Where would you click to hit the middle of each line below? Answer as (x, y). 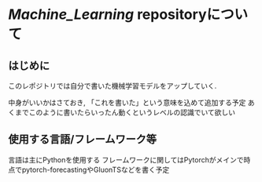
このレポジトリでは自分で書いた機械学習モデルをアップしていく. (113, 86)
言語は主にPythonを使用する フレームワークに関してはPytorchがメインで (126, 159)
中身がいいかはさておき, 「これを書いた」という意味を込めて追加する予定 (127, 102)
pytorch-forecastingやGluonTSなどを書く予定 (96, 169)
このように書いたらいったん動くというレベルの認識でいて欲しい (132, 112)
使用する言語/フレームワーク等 (83, 139)
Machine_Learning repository (107, 15)
